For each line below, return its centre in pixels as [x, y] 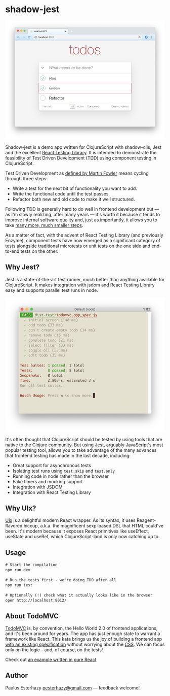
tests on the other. [39, 251]
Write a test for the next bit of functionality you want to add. [75, 188]
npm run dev [18, 570]
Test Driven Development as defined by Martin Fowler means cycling [77, 173]
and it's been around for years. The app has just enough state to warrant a [83, 634]
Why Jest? [23, 267]
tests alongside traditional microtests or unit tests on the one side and [78, 246]
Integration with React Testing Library [52, 492]
